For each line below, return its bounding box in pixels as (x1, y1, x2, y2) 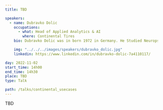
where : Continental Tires (22, 34, 75, 39)
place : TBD (5, 74, 27, 79)
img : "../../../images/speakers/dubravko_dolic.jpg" (14, 47, 123, 52)
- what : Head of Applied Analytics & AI (17, 30, 101, 34)
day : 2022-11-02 (5, 60, 38, 65)
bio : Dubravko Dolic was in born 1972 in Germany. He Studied (14, 38, 142, 44)
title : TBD (5, 7, 27, 12)
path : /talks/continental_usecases (5, 87, 77, 92)
